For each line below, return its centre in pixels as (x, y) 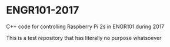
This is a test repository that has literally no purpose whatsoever (84, 38)
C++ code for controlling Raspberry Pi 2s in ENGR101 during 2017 (85, 26)
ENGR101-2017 (43, 10)
